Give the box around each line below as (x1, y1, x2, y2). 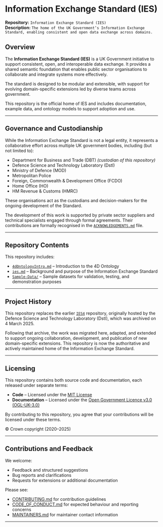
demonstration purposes (12, 279, 62, 285)
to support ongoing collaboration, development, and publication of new (5, 335, 147, 341)
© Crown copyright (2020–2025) (5, 426, 71, 432)
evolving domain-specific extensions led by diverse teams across (5, 86, 136, 92)
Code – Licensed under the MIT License (12, 392, 92, 397)
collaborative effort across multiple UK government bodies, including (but (5, 142, 152, 148)
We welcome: (5, 457, 33, 463)
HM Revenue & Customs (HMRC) (12, 188, 78, 194)
